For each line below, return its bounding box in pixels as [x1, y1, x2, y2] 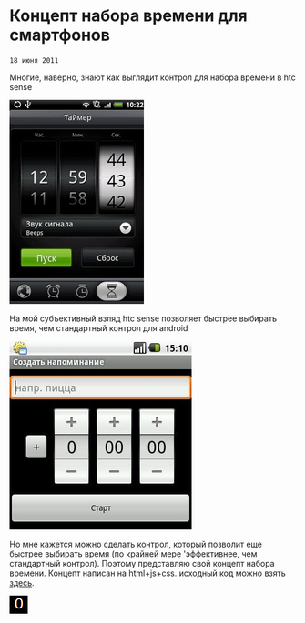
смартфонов [9, 25, 111, 45]
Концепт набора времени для [9, 5, 248, 26]
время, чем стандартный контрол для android [9, 322, 188, 333]
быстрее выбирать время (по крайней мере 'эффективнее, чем [9, 548, 258, 559]
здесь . [9, 577, 35, 588]
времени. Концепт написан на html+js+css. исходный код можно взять [9, 568, 287, 578]
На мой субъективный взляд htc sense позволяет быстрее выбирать [9, 313, 278, 324]
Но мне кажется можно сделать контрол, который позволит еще [9, 538, 262, 549]
